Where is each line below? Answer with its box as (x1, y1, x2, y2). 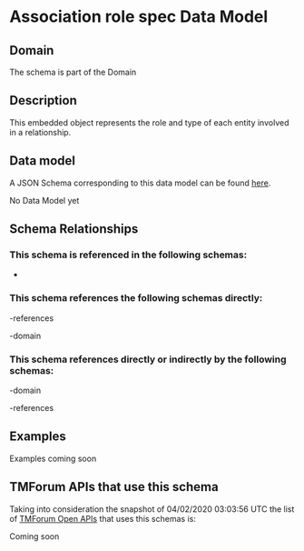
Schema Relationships (9, 221, 139, 237)
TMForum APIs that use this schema (9, 479, 220, 495)
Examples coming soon (9, 453, 97, 464)
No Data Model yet (9, 195, 80, 205)
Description (9, 93, 77, 108)
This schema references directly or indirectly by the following (9, 353, 288, 366)
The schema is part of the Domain (9, 66, 137, 77)
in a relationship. (9, 126, 72, 137)
